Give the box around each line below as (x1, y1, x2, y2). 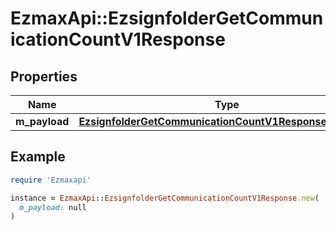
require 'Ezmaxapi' (10, 175, 92, 185)
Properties (10, 68, 78, 85)
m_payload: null (19, 202, 87, 212)
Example (10, 148, 66, 166)
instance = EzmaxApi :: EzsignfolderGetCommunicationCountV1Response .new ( (10, 193, 320, 203)
